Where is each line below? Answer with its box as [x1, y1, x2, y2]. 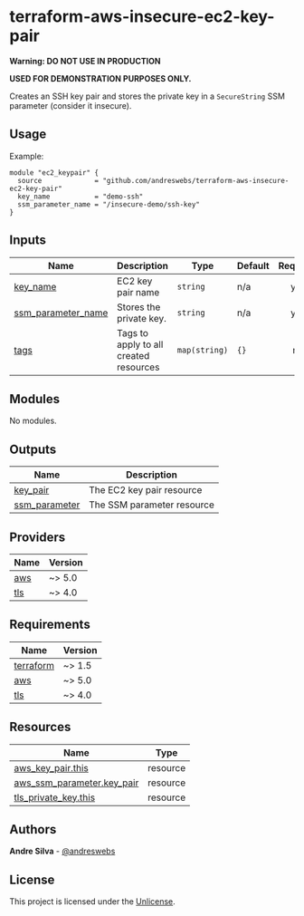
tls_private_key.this [14, 791, 96, 804]
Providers [9, 529, 66, 545]
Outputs [9, 441, 57, 457]
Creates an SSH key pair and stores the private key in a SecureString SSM [9, 91, 285, 101]
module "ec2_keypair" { [9, 168, 100, 178]
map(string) [176, 344, 229, 355]
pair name [117, 285, 160, 298]
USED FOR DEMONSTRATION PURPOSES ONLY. [9, 72, 192, 83]
